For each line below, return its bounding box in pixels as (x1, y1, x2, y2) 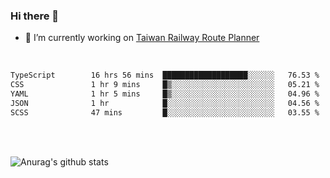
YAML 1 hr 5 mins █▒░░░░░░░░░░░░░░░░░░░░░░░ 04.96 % (10, 89, 320, 99)
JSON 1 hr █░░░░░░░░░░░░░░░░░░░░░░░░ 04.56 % (10, 98, 320, 108)
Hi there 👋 (10, 9, 60, 23)
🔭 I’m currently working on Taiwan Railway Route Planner (24, 32, 260, 44)
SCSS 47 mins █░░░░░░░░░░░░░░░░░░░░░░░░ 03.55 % (10, 107, 320, 118)
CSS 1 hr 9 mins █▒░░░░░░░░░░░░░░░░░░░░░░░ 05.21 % (10, 80, 320, 90)
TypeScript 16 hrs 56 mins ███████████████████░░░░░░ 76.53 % (10, 70, 320, 81)
